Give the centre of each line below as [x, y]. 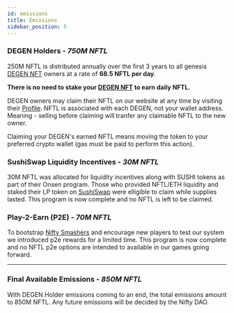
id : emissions [28, 14]
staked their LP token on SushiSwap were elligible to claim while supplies [112, 192]
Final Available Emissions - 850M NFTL [75, 280]
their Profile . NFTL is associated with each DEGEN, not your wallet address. [116, 108]
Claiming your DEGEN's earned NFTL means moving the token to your [108, 136]
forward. [19, 254]
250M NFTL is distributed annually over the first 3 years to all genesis [107, 66]
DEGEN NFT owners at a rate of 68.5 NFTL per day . [82, 73]
